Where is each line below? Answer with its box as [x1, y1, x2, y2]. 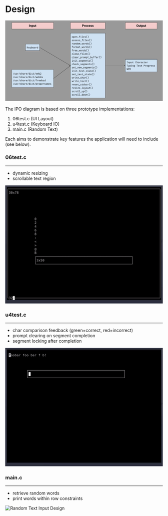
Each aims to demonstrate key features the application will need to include [5, 136, 158, 142]
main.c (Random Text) [12, 126, 58, 132]
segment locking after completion [12, 338, 82, 344]
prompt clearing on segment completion [12, 333, 95, 339]
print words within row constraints [12, 495, 83, 501]
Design [5, 4, 35, 15]
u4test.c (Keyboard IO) [12, 121, 60, 127]
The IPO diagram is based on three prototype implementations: [5, 106, 135, 112]
